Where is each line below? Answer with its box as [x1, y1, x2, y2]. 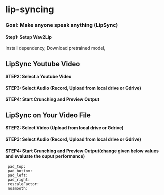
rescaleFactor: [7, 182, 39, 187]
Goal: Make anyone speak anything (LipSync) [5, 22, 118, 29]
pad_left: [7, 173, 28, 178]
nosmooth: [7, 186, 28, 191]
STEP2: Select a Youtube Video [5, 74, 72, 80]
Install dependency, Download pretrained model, [5, 45, 106, 51]
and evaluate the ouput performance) [5, 153, 85, 159]
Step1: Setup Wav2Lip [5, 34, 52, 40]
